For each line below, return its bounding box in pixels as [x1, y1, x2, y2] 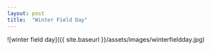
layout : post [7, 10, 45, 17]
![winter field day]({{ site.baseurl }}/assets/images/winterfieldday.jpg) [7, 35, 205, 43]
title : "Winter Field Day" [7, 16, 88, 23]
